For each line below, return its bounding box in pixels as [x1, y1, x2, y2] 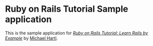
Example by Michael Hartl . [5, 35, 58, 41]
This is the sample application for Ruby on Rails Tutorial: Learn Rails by [5, 30, 148, 36]
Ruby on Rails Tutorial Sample [5, 3, 129, 15]
